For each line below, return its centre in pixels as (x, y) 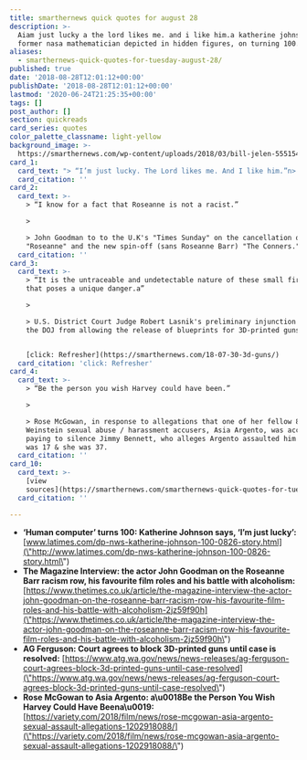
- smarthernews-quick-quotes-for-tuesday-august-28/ (120, 60)
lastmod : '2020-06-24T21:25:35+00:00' (83, 94)
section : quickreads (49, 120)
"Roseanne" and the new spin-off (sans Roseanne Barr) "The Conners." (163, 246)
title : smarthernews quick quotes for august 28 (104, 18)
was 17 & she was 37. (67, 447)
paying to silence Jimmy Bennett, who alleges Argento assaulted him (161, 438)
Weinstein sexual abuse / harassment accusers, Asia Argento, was (155, 430)
